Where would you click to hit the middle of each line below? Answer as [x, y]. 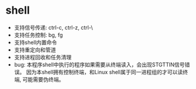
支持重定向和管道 [35, 50]
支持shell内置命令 [36, 42]
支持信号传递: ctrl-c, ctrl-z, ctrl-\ [53, 27]
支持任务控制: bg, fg [38, 35]
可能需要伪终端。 [43, 79]
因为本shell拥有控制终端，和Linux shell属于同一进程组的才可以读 [104, 72]
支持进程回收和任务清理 [43, 57]
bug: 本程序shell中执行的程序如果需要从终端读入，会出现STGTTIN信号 [99, 64]
